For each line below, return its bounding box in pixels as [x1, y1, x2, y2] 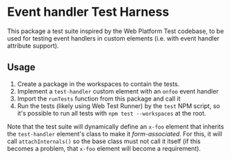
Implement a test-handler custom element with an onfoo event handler [17, 87, 219, 95]
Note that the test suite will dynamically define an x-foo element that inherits [7, 122, 224, 131]
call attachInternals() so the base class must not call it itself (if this [7, 137, 201, 145]
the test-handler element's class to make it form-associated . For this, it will [7, 129, 223, 138]
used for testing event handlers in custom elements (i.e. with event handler [7, 34, 220, 42]
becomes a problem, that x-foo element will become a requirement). [7, 144, 201, 152]
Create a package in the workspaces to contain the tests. [17, 80, 180, 88]
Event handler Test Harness [7, 4, 170, 20]
